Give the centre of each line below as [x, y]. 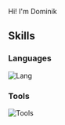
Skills [22, 36]
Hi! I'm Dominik [32, 11]
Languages [30, 58]
